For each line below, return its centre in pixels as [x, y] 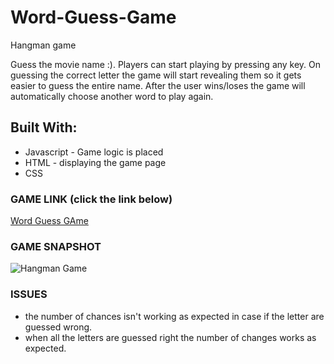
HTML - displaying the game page [95, 162]
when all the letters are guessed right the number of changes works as [170, 337]
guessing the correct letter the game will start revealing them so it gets [156, 75]
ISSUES [29, 294]
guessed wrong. [58, 327]
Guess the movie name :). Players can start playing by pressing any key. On [166, 64]
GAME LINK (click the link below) [91, 199]
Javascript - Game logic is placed [94, 152]
